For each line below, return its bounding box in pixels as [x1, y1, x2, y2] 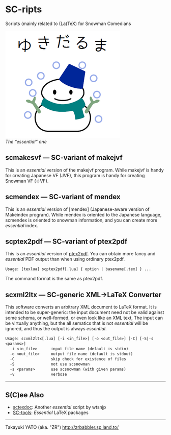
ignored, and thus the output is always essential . [5, 326, 107, 332]
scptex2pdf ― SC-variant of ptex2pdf [5, 237, 128, 246]
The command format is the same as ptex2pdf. [5, 276, 103, 282]
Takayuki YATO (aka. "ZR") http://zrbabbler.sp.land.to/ [5, 424, 119, 430]
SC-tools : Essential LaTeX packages [12, 409, 89, 416]
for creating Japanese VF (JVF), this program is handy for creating [5, 172, 145, 178]
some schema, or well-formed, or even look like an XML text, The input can [5, 315, 163, 321]
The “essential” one [5, 138, 47, 144]
